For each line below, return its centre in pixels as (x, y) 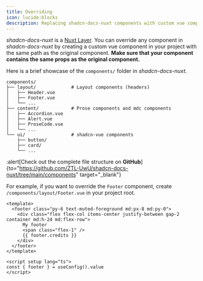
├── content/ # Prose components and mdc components (89, 109)
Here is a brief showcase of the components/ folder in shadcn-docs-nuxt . (97, 71)
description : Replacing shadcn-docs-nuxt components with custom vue (96, 23)
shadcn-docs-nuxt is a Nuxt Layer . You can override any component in (95, 40)
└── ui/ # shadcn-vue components (70, 135)
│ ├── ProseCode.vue (35, 124)
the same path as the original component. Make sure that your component (100, 53)
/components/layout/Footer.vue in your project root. (71, 193)
